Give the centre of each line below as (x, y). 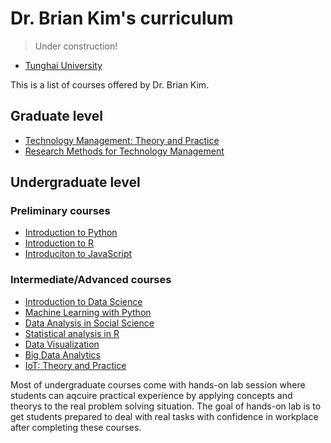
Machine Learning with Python (88, 312)
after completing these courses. (76, 427)
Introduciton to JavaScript (78, 254)
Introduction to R (59, 243)
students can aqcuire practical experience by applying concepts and (151, 395)
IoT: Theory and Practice (75, 365)
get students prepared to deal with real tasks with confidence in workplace (164, 416)
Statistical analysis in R (72, 333)
